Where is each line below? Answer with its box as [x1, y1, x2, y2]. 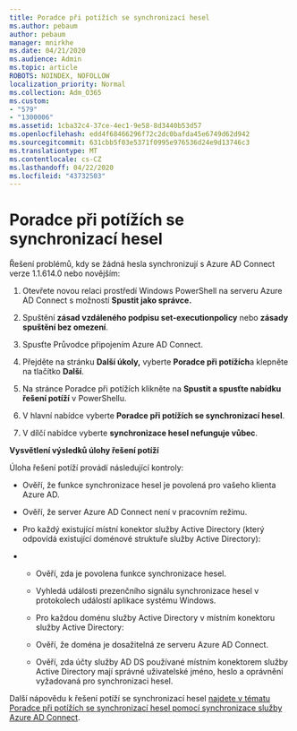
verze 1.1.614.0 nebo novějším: [9, 268, 121, 279]
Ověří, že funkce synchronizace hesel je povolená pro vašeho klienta [21, 480, 276, 491]
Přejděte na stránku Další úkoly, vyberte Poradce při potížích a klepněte [21, 357, 289, 367]
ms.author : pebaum [9, 21, 78, 30]
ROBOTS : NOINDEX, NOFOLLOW [9, 72, 110, 81]
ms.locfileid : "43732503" [9, 171, 106, 180]
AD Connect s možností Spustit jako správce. [21, 295, 192, 305]
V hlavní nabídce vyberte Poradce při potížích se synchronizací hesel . [21, 410, 284, 421]
